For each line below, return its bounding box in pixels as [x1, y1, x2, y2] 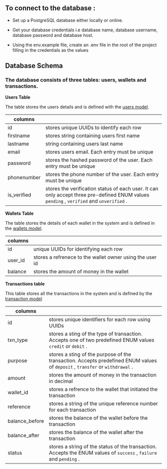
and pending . [49, 456, 80, 463]
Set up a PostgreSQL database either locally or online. [12, 17, 123, 23]
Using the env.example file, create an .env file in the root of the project [12, 42, 157, 48]
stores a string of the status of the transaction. [49, 443, 157, 450]
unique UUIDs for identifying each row [33, 245, 123, 252]
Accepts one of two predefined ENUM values [49, 336, 155, 343]
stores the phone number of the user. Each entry [45, 170, 159, 177]
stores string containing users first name [45, 132, 140, 139]
